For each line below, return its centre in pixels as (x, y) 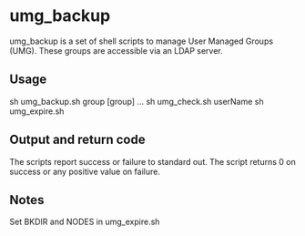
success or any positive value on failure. (85, 171)
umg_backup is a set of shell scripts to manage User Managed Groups (142, 41)
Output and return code (77, 140)
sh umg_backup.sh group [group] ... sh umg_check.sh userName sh (137, 101)
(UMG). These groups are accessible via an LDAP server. (116, 50)
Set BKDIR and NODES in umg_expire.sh (85, 222)
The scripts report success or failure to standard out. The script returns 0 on (152, 161)
